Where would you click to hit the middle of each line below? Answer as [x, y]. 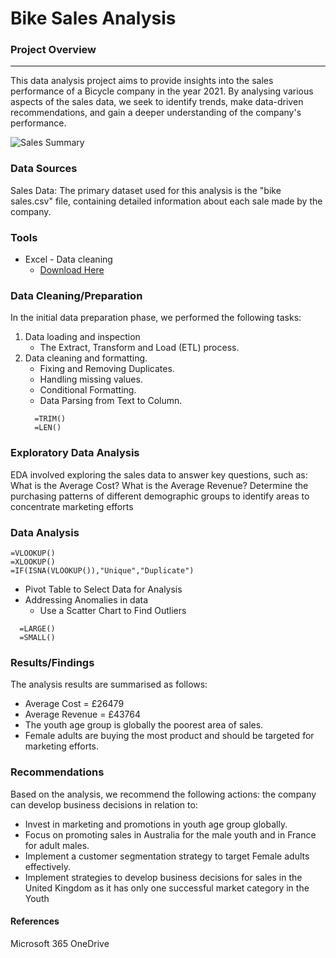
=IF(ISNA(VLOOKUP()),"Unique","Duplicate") [102, 570]
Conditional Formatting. [88, 390]
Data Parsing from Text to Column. [111, 401]
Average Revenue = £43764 [83, 714]
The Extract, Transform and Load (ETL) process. [139, 348]
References [35, 921]
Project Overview [53, 50]
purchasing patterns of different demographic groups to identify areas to [160, 496]
